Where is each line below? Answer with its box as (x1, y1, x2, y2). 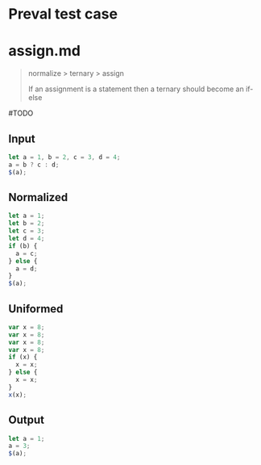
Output (8, 413, 44, 427)
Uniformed (8, 302, 64, 316)
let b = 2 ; (8, 220, 45, 228)
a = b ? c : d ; (8, 161, 60, 169)
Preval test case (8, 5, 118, 23)
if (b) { (8, 241, 38, 250)
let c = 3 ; (8, 227, 45, 235)
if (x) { (8, 353, 38, 362)
